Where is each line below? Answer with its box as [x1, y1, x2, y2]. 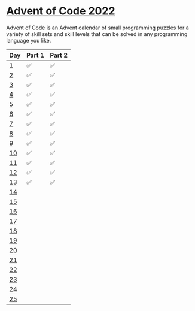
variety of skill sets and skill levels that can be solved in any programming [6, 30, 188, 37]
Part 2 [50, 51, 68, 59]
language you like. [6, 37, 51, 44]
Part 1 [26, 51, 44, 59]
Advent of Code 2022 [6, 4, 115, 18]
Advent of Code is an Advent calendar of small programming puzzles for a [6, 24, 190, 31]
